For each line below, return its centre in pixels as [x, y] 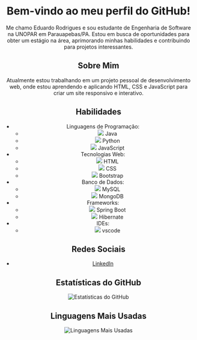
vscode [111, 230]
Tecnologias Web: [103, 154]
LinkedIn [103, 264]
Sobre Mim [98, 66]
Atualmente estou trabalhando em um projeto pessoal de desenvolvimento [98, 80]
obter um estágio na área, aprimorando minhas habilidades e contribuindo [98, 40]
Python [111, 141]
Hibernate [111, 217]
